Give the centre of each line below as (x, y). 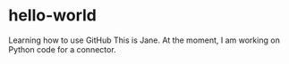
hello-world (53, 16)
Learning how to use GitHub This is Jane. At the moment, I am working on (144, 40)
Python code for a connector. (63, 49)
